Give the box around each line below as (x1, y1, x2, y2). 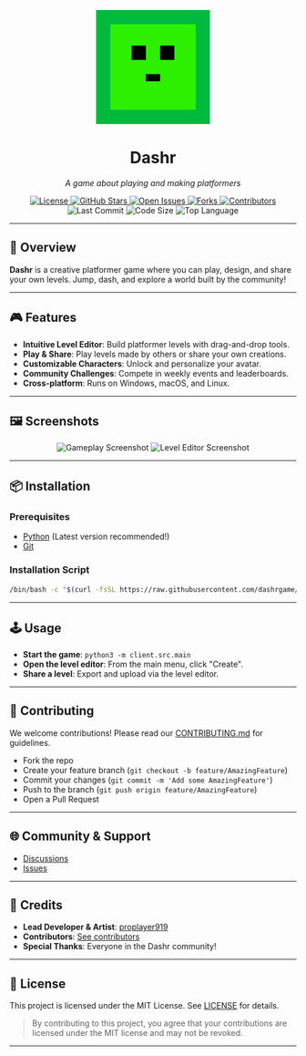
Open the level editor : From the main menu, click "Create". (22, 658, 244, 670)
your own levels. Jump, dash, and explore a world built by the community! (9, 274, 287, 285)
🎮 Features (9, 310, 77, 326)
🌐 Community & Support (9, 829, 152, 844)
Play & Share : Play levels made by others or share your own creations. (22, 348, 287, 359)
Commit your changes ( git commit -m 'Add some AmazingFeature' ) (22, 774, 273, 785)
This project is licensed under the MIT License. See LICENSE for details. (9, 1000, 280, 1011)
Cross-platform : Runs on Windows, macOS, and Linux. (22, 378, 230, 388)
